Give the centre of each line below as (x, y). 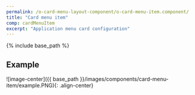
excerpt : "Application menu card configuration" (68, 29)
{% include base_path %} (38, 46)
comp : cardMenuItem (31, 23)
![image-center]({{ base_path (43, 79)
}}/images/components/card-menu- (124, 79)
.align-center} (77, 85)
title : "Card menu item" (37, 17)
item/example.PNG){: (32, 85)
